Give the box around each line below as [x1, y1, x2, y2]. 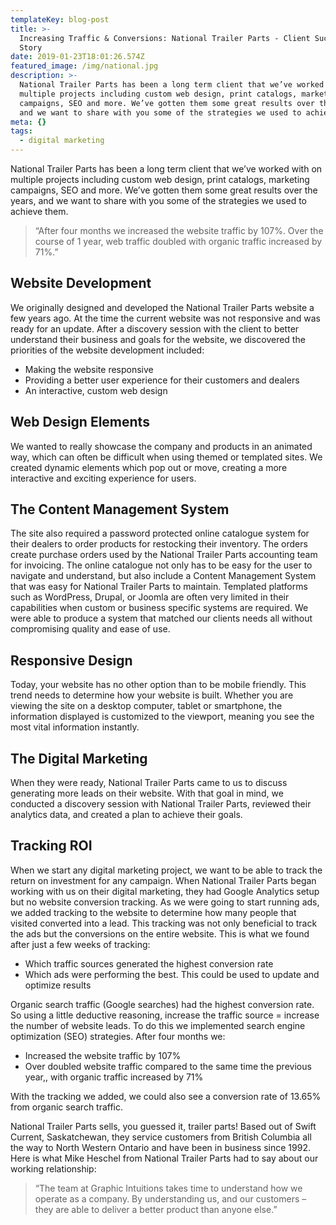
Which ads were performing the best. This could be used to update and [24, 968, 320, 980]
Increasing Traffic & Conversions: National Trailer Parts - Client [19, 33, 311, 43]
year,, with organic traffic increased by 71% [24, 1071, 204, 1083]
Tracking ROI [10, 837, 93, 855]
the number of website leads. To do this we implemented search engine [10, 1019, 306, 1031]
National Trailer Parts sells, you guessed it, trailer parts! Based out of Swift [10, 1120, 317, 1132]
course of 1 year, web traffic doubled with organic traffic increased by [34, 236, 323, 247]
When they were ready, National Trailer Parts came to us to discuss [10, 777, 288, 789]
